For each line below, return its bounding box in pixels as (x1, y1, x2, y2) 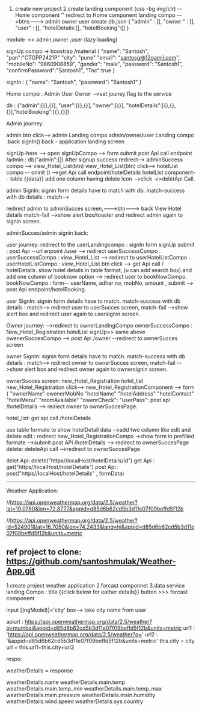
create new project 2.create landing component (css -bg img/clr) (14, 5, 176, 12)
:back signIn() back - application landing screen (6, 138, 125, 145)
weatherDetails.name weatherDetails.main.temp (6, 678, 125, 686)
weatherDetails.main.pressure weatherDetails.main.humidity (6, 691, 156, 698)
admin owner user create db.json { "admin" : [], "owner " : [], (44, 18, 195, 25)
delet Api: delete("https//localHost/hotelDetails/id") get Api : (6, 457, 155, 464)
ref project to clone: (6, 547, 82, 557)
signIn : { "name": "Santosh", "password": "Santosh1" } (6, 78, 142, 85)
